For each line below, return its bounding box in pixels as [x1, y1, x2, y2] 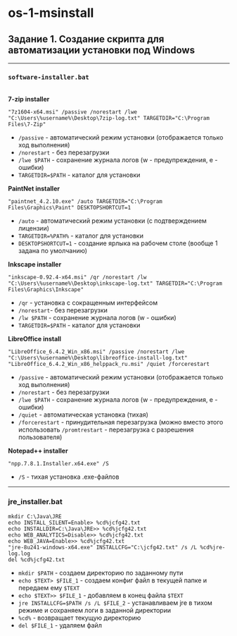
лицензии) [18, 224, 50, 233]
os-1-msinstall [8, 5, 94, 21]
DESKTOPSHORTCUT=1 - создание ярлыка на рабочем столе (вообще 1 [18, 239, 218, 247]
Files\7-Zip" [8, 121, 46, 128]
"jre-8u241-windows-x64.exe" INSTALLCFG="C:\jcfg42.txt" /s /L [8, 544, 198, 551]
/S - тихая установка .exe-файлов [18, 472, 120, 481]
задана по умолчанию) [18, 247, 87, 255]
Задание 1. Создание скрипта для [8, 33, 165, 45]
